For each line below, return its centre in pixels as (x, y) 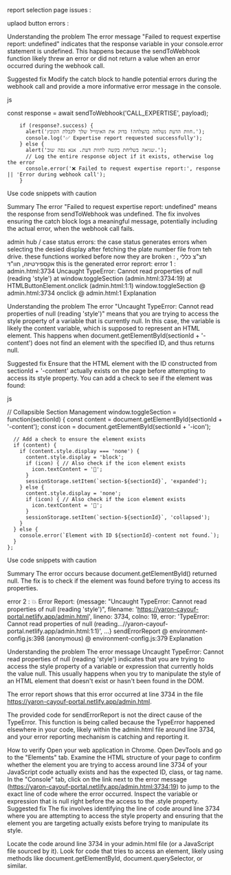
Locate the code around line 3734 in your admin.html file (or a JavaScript (111, 844)
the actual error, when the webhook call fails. (71, 229)
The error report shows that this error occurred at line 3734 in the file (105, 694)
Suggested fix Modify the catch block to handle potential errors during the (112, 79)
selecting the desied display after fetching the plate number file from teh (109, 249)
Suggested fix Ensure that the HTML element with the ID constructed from (112, 363)
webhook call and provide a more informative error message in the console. (114, 86)
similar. (17, 866)
